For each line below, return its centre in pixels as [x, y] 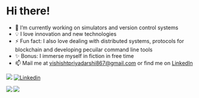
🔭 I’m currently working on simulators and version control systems [97, 27]
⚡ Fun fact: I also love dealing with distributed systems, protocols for [99, 41]
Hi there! [28, 11]
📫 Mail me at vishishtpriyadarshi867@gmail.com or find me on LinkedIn [104, 63]
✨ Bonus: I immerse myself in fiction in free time [74, 56]
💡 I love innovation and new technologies [66, 33]
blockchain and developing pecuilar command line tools [84, 50]
